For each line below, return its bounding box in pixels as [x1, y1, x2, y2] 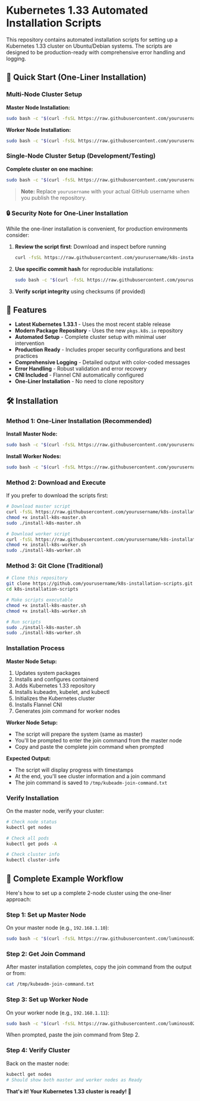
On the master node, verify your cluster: [6, 807, 104, 815]
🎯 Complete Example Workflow [6, 874, 124, 884]
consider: [6, 231, 30, 239]
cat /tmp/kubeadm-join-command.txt [6, 981, 95, 988]
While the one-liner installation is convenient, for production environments [6, 225, 188, 232]
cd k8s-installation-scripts [6, 586, 79, 593]
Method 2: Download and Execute [6, 478, 106, 486]
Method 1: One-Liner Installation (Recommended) [6, 417, 152, 425]
